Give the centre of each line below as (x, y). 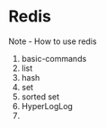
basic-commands (54, 58)
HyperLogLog (47, 106)
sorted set (40, 97)
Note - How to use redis (53, 41)
